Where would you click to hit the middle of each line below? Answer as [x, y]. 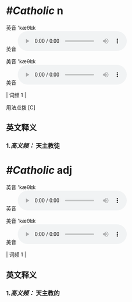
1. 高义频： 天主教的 [33, 293]
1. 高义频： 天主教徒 [33, 146]
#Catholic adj [39, 170]
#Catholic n [35, 11]
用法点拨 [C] [21, 107]
